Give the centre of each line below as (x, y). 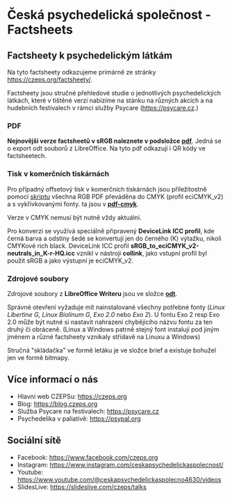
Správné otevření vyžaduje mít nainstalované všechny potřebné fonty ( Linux (116, 307)
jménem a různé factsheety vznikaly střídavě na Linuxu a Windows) (104, 336)
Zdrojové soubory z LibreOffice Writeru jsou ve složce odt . (92, 293)
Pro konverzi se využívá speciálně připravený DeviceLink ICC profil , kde (111, 231)
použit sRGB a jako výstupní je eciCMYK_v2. (71, 260)
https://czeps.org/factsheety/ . (50, 79)
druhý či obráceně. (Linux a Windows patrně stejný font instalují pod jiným (113, 329)
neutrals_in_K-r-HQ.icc (41, 253)
